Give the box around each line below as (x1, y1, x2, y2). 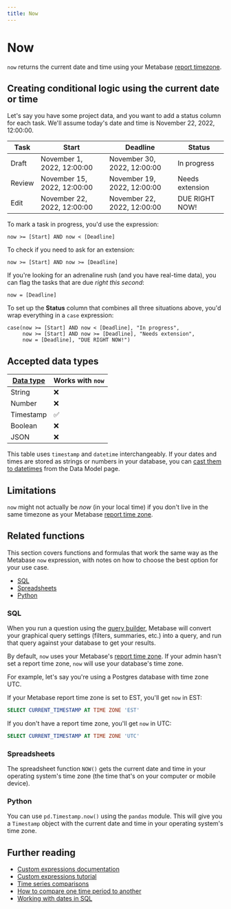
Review (10, 179, 34, 188)
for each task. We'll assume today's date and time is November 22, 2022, (7, 119, 215, 128)
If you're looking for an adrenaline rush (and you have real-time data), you (7, 271, 217, 279)
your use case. (7, 563, 49, 571)
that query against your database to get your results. (7, 639, 156, 647)
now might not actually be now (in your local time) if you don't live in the (7, 503, 208, 511)
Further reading (7, 846, 76, 859)
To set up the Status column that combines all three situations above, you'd (7, 304, 221, 312)
